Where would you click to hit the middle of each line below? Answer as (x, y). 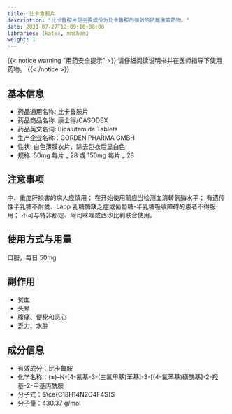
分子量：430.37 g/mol (49, 404)
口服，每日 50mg (32, 257)
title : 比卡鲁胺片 (31, 14)
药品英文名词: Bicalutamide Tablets (67, 129)
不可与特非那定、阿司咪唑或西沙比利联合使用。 (88, 215)
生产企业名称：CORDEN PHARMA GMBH (76, 138)
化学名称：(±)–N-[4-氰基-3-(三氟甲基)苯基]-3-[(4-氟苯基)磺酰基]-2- (115, 377)
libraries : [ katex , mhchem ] (48, 33)
